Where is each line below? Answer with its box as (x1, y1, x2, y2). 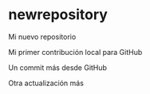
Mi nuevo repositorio (8, 32, 77, 41)
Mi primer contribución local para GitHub (8, 47, 143, 57)
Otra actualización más (8, 78, 84, 88)
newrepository (8, 6, 108, 24)
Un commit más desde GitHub (8, 62, 108, 72)
